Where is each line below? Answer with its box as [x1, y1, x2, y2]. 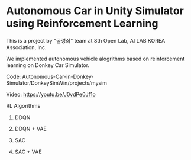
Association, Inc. [6, 43, 47, 51]
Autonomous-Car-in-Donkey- [22, 73, 94, 80]
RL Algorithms [6, 102, 41, 109]
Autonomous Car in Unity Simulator [6, 4, 184, 18]
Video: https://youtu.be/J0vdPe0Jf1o [6, 91, 96, 98]
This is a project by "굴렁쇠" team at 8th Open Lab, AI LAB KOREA [6, 37, 166, 44]
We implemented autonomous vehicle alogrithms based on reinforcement [6, 55, 185, 62]
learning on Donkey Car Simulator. [6, 61, 90, 69]
